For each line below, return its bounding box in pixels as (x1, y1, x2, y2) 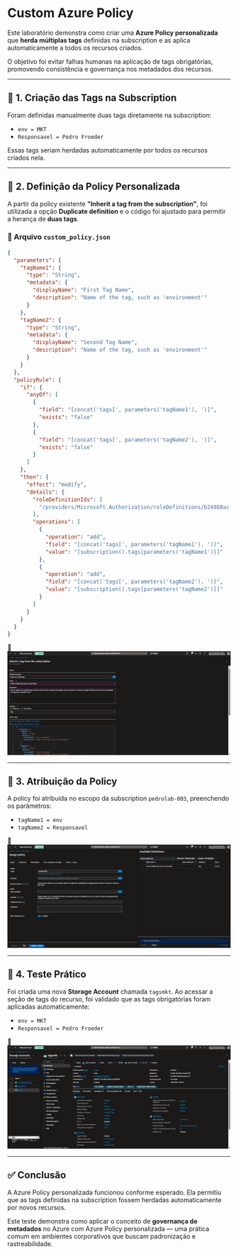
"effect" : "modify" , (25, 481, 87, 488)
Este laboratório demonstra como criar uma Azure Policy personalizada (7, 28, 218, 37)
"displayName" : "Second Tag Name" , (33, 339, 138, 346)
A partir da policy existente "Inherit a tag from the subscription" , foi (7, 199, 208, 208)
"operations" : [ (33, 518, 81, 526)
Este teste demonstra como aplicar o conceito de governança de (7, 1216, 198, 1225)
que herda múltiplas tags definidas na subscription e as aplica (7, 35, 191, 44)
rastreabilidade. (7, 1239, 53, 1248)
